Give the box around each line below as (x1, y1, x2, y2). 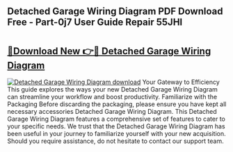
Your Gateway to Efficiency (142, 78, 220, 86)
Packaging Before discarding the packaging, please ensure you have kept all (7, 100, 227, 108)
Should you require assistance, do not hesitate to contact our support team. (7, 137, 224, 145)
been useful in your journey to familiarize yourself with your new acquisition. (7, 130, 226, 137)
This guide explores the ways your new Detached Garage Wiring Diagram (7, 85, 218, 93)
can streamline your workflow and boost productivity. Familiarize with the (7, 93, 218, 101)
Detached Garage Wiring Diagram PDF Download (7, 6, 223, 17)
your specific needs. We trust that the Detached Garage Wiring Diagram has (7, 122, 225, 130)
